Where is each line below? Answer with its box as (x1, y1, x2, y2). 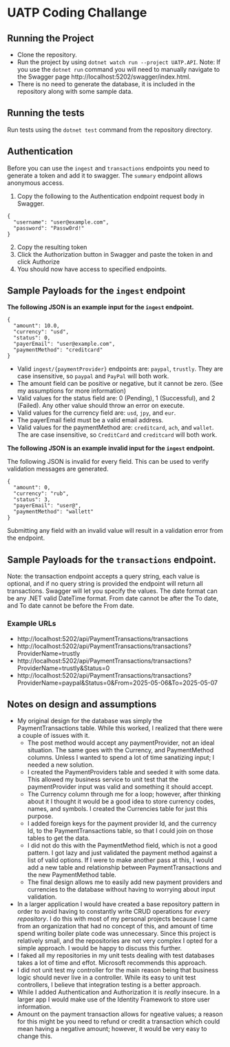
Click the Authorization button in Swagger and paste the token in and (17, 250, 213, 258)
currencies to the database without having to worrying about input (27, 885, 216, 894)
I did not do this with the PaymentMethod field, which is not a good (27, 841, 218, 850)
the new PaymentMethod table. (27, 871, 117, 879)
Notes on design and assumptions (7, 698, 157, 710)
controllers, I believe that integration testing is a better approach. (17, 981, 201, 989)
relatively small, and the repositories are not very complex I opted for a (17, 937, 218, 945)
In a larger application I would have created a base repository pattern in (17, 900, 220, 908)
